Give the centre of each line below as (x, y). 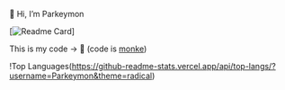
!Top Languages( (40, 66)
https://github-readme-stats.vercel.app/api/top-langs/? (174, 66)
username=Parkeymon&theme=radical (81, 76)
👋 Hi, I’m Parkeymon (47, 14)
